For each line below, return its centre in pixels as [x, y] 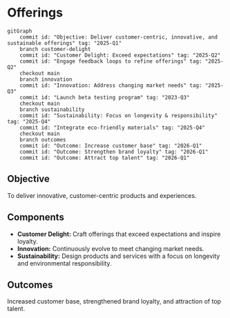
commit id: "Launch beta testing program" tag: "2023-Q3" [105, 97]
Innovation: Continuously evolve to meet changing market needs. [111, 248]
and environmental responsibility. [64, 263]
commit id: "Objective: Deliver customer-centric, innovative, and [118, 37]
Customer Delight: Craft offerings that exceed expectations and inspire [119, 234]
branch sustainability [52, 109]
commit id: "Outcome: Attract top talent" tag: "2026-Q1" [105, 158]
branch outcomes [43, 139]
